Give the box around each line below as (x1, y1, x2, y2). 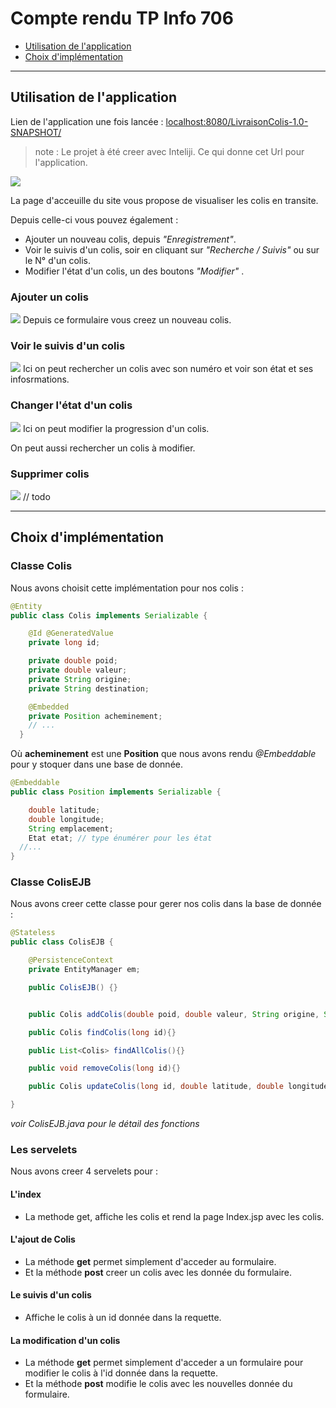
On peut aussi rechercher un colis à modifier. (10, 442, 196, 454)
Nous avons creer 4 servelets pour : (10, 1165, 158, 1177)
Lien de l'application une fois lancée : (10, 115, 164, 127)
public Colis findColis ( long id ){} (28, 1027, 177, 1037)
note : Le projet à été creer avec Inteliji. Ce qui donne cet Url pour (34, 145, 305, 157)
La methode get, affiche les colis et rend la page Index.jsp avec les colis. (24, 1210, 325, 1222)
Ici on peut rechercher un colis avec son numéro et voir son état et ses (22, 363, 314, 375)
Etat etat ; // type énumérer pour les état (28, 833, 213, 843)
